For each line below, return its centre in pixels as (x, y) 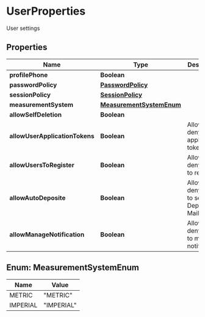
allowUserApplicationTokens (52, 136)
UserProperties (46, 11)
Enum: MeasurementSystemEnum (73, 268)
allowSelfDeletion (36, 114)
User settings (23, 28)
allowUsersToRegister (42, 165)
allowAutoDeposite (38, 198)
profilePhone (29, 75)
